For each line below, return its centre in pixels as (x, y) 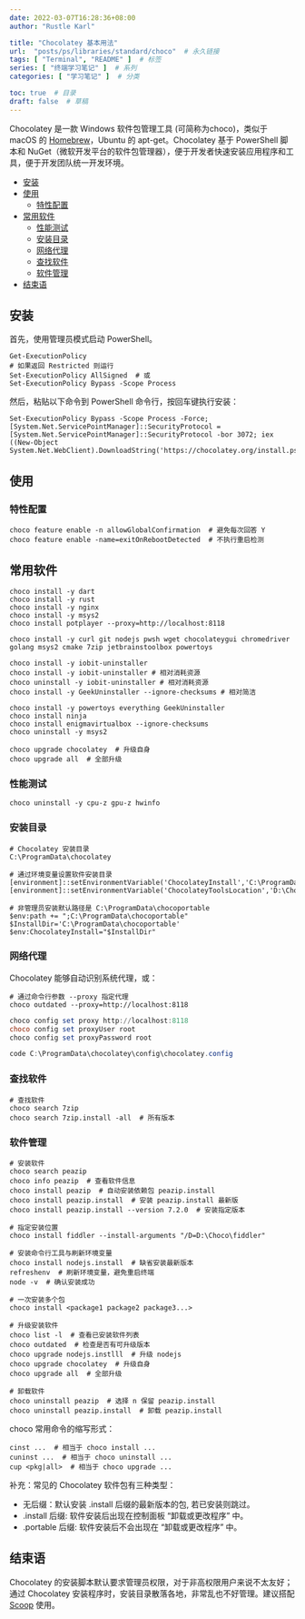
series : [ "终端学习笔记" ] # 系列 (74, 68)
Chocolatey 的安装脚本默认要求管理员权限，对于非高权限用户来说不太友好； (151, 1582)
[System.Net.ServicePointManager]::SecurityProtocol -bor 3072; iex (142, 435)
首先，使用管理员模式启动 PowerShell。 (83, 339)
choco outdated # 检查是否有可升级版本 (80, 1344)
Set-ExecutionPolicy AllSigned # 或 (80, 376)
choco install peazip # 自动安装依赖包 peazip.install (113, 1191)
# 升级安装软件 (34, 1325)
